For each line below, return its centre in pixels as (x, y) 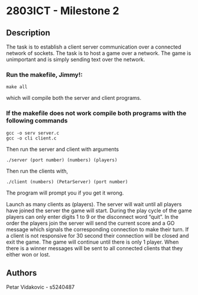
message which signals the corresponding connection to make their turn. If (98, 229)
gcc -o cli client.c (32, 138)
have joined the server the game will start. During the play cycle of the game (99, 210)
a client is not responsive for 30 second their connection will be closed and (98, 235)
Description (28, 33)
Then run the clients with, (37, 171)
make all (17, 87)
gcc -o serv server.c (33, 133)
